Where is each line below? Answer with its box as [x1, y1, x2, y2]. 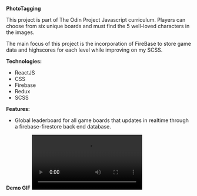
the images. [6, 29, 35, 36]
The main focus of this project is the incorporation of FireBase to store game [6, 40, 191, 47]
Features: [6, 106, 31, 112]
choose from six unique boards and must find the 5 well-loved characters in [6, 23, 190, 29]
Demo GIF [6, 184, 31, 191]
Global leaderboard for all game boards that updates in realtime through [14, 117, 189, 124]
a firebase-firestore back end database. [14, 123, 112, 130]
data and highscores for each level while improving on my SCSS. [6, 46, 163, 53]
